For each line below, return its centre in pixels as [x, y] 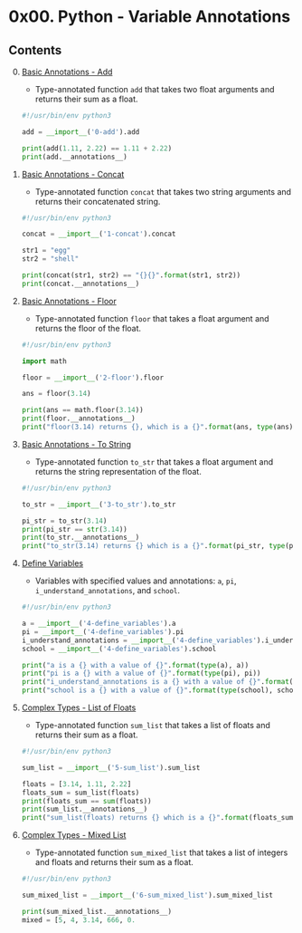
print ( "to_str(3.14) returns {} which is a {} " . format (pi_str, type [153, 546]
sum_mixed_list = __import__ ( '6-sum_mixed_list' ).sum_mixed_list [147, 895]
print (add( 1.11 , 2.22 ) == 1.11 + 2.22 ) [97, 148]
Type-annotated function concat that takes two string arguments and [163, 191]
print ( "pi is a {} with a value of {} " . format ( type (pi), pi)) [141, 673]
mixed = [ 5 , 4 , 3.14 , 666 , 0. [79, 920]
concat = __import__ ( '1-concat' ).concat [99, 234]
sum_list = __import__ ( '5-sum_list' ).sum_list [111, 767]
